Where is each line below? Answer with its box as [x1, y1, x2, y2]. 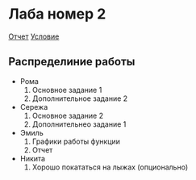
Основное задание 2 [31, 111, 103, 120]
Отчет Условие [8, 31, 60, 41]
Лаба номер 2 [8, 5, 106, 23]
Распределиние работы [8, 55, 136, 69]
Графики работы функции [31, 136, 121, 146]
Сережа [19, 102, 48, 111]
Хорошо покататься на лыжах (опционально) [31, 162, 189, 172]
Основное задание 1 [31, 85, 102, 94]
